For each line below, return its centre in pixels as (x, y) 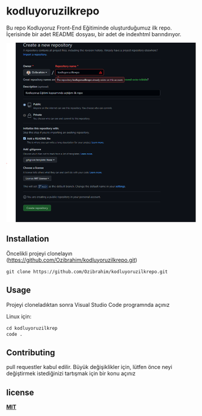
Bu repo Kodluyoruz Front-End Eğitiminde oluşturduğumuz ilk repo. (89, 28)
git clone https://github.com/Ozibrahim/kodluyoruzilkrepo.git (87, 272)
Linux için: (19, 316)
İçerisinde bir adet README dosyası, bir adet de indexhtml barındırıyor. (94, 34)
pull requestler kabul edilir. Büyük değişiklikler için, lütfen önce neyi (89, 367)
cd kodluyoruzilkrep (32, 328)
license (20, 392)
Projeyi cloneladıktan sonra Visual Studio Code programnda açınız (88, 304)
